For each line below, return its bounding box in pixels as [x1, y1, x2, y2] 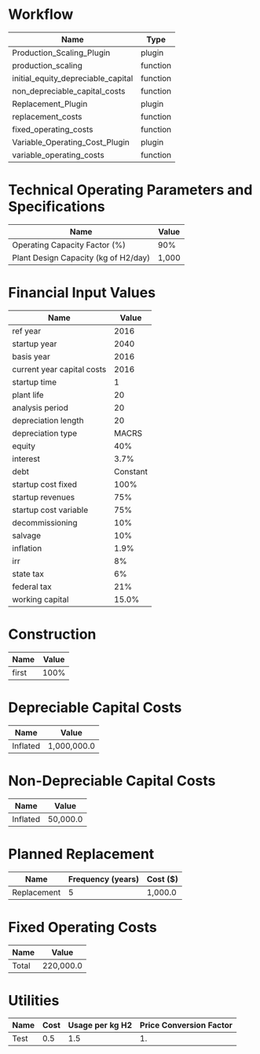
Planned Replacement [8, 845, 155, 863]
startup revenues [12, 492, 75, 503]
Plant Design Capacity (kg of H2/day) [12, 252, 151, 263]
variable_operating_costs [12, 149, 104, 160]
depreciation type [12, 427, 78, 438]
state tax [12, 568, 45, 579]
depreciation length [12, 415, 84, 426]
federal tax [12, 580, 53, 591]
